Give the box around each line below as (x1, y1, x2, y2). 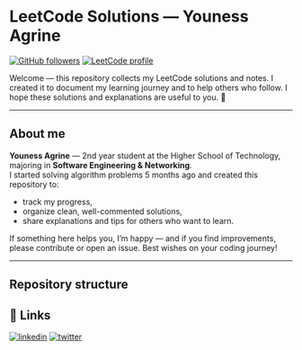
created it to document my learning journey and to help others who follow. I (9, 82, 288, 93)
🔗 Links (9, 308, 51, 323)
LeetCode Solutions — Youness (9, 6, 249, 27)
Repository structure (9, 277, 129, 292)
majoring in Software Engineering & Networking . (9, 159, 192, 170)
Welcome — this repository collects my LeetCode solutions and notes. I (9, 72, 274, 83)
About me (9, 126, 66, 141)
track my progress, (22, 196, 93, 207)
